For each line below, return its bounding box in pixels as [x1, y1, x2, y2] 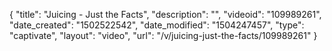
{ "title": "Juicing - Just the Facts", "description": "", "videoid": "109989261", [9, 9, 322, 20]
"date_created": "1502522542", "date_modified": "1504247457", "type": [9, 19, 305, 31]
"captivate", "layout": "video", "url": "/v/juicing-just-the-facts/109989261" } [9, 30, 318, 41]
